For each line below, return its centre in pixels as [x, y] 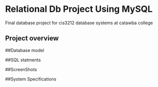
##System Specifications [31, 79]
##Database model [25, 50]
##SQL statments [23, 60]
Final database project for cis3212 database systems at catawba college [79, 23]
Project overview [32, 38]
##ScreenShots [21, 69]
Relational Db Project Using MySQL [79, 9]
